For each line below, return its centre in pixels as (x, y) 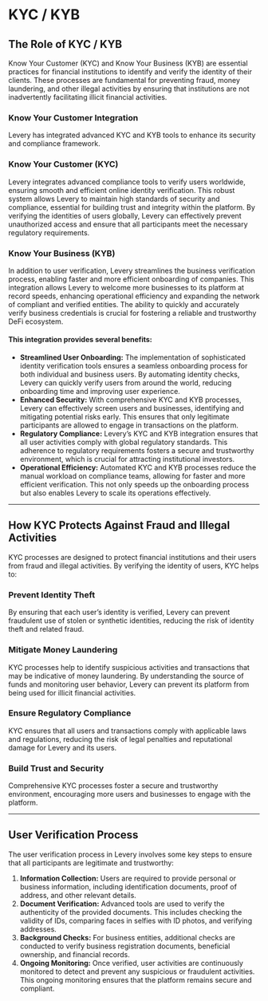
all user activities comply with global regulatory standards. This (124, 442)
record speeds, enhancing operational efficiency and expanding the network (134, 296)
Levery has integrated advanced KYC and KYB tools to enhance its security (132, 135)
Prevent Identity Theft (52, 594)
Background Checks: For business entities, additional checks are (127, 937)
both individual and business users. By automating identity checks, (130, 374)
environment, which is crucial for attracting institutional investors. (127, 459)
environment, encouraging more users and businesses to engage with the (130, 794)
